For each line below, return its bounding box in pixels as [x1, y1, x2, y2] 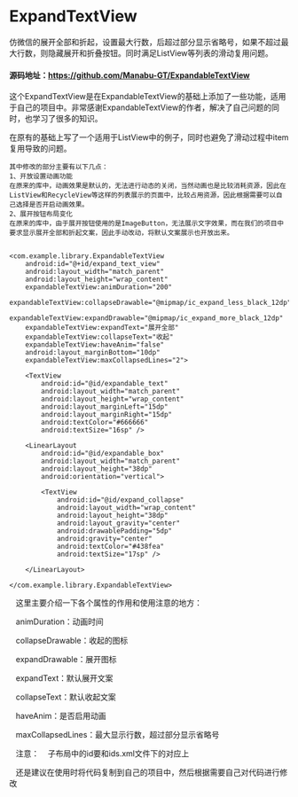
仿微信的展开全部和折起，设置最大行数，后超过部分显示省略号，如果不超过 [9, 36, 281, 47]
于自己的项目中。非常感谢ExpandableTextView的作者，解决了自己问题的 [9, 102, 272, 113]
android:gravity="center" [56, 535, 153, 543]
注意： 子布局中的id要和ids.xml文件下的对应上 [15, 748, 190, 759]
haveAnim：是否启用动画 [15, 711, 106, 722]
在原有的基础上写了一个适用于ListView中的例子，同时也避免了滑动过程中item [9, 132, 289, 143]
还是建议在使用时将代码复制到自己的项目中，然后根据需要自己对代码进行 [15, 767, 280, 777]
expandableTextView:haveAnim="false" [25, 340, 165, 349]
